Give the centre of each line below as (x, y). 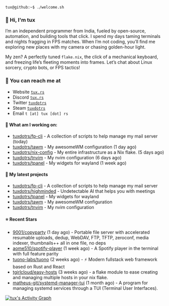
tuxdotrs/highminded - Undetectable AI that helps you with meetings (84, 191)
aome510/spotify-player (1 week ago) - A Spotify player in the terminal (86, 248)
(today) (20, 141)
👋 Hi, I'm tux (20, 20)
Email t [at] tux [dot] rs (40, 113)
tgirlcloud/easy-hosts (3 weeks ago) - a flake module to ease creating (85, 272)
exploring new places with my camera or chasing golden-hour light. (75, 47)
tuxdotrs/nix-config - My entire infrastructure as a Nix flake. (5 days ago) (88, 152)
